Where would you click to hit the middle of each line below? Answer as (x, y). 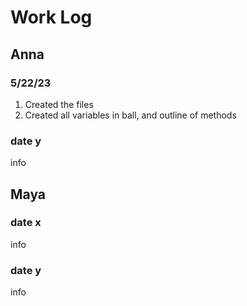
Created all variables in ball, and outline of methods (130, 115)
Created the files (59, 104)
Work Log (51, 17)
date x (26, 223)
